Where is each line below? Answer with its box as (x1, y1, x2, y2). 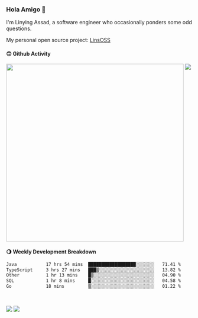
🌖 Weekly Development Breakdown (6, 248, 96, 255)
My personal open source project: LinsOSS (6, 37, 111, 44)
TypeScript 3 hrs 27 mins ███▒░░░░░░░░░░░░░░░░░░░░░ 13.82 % (6, 266, 181, 273)
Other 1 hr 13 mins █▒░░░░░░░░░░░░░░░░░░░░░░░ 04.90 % (6, 272, 181, 278)
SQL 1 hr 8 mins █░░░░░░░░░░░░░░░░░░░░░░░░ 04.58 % (6, 278, 181, 284)
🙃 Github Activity (6, 50, 51, 57)
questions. (6, 25, 32, 32)
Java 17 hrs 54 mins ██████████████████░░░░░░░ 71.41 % (6, 261, 181, 267)
